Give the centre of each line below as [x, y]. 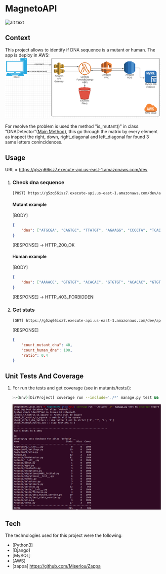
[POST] [19, 193]
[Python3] [22, 545]
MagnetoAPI [31, 9]
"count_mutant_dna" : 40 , [47, 345]
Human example [29, 256]
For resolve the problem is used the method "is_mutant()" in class [72, 126]
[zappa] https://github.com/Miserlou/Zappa [57, 566]
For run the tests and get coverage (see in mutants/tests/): [72, 388]
